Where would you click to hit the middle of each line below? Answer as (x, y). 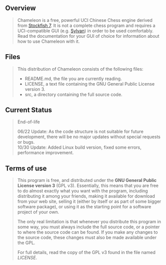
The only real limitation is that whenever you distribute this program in (89, 222)
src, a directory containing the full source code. (74, 94)
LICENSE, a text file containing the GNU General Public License (90, 84)
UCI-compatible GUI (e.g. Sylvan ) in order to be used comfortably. (85, 31)
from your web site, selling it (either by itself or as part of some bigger (89, 201)
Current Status (29, 110)
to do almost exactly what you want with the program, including (83, 191)
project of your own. (38, 212)
